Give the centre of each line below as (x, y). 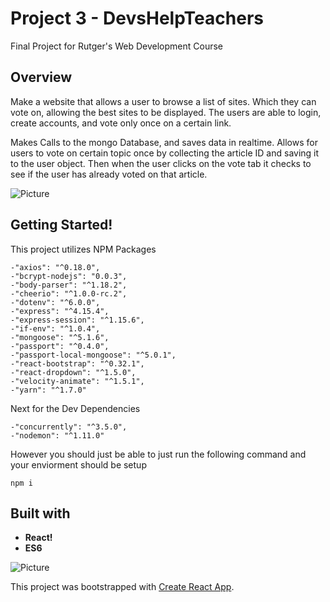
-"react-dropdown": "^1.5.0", (73, 372)
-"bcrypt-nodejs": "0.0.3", (69, 276)
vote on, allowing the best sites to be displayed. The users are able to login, (166, 112)
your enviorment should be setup (78, 464)
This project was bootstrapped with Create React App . (122, 587)
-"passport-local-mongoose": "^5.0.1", (93, 355)
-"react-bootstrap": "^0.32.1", (77, 363)
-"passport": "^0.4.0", (60, 346)
